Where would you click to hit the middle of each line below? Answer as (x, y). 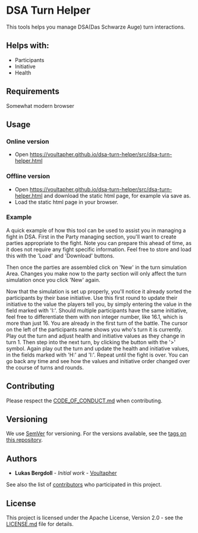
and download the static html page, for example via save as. (117, 196)
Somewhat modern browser (40, 106)
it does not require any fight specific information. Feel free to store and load (99, 249)
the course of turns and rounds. (45, 367)
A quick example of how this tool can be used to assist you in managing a (96, 230)
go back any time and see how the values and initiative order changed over (98, 361)
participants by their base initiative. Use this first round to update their (92, 298)
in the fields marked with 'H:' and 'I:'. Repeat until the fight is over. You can (97, 355)
